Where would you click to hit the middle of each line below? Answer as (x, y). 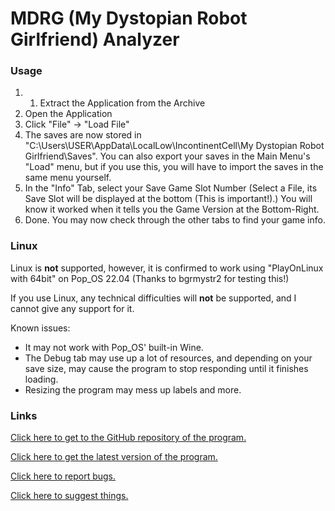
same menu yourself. (68, 178)
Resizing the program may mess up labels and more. (133, 389)
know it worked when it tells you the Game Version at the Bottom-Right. (172, 209)
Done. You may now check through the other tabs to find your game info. (175, 220)
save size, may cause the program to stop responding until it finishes (166, 368)
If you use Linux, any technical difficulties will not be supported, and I (153, 298)
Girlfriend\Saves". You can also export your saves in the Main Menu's (167, 156)
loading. (41, 379)
